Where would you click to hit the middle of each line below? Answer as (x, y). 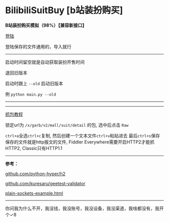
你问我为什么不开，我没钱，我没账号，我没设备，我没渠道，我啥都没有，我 (82, 208)
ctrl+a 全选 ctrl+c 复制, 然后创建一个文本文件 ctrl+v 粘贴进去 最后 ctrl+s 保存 (82, 135)
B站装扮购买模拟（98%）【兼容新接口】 (46, 25)
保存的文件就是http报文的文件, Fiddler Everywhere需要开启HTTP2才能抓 (80, 142)
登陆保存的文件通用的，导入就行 (38, 46)
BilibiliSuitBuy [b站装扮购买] (64, 10)
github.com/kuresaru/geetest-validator (45, 183)
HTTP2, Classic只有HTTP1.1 (34, 148)
